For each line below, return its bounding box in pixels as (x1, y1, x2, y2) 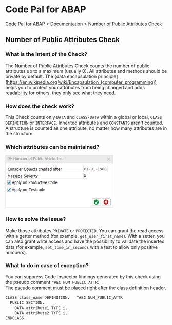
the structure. (5, 130, 34, 136)
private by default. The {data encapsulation (5, 73, 97, 79)
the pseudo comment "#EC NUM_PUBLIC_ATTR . (5, 279, 99, 285)
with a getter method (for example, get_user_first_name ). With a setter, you (5, 233, 165, 239)
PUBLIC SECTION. (10, 300, 45, 306)
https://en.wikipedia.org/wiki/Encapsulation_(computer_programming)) (7, 78, 157, 85)
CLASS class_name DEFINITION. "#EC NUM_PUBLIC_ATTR (5, 295, 123, 300)
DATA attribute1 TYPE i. (14, 305, 68, 311)
